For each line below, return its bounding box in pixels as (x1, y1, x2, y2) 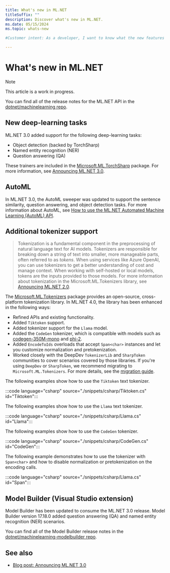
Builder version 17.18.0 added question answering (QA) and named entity (5, 513, 156, 519)
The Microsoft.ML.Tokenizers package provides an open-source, (5, 293, 141, 300)
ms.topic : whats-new (5, 26, 49, 32)
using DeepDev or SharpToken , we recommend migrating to (12, 363, 133, 369)
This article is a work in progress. (5, 88, 75, 95)
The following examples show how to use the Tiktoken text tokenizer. (5, 378, 150, 384)
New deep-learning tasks (5, 118, 87, 127)
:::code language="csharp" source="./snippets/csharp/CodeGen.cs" (5, 438, 149, 444)
